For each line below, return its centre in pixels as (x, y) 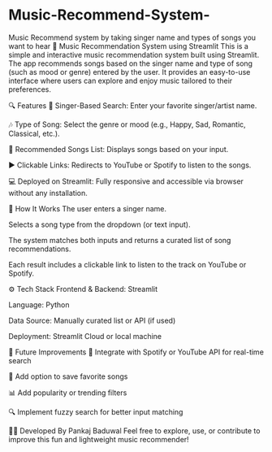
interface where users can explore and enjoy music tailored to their (121, 80)
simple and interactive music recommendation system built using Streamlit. (134, 54)
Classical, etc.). (34, 133)
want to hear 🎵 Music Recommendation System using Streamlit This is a (129, 46)
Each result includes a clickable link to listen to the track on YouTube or (127, 264)
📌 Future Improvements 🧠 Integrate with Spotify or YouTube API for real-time (136, 352)
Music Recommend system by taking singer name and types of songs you (132, 37)
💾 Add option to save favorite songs (68, 376)
